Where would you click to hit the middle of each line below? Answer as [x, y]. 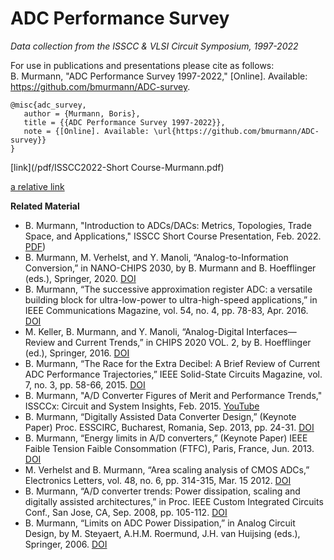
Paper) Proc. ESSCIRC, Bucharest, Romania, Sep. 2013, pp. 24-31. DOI [169, 427]
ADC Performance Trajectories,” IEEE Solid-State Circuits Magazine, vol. [173, 374]
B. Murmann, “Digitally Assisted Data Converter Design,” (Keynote [160, 416]
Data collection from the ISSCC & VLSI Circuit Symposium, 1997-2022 [154, 46]
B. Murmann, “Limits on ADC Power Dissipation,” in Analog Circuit [160, 523]
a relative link [37, 186]
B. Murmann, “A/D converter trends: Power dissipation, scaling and [162, 491]
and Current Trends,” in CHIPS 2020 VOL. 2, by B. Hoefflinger [184, 342]
